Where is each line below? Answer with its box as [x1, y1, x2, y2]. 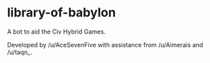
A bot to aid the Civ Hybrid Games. [7, 27, 106, 36]
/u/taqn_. [7, 48, 32, 56]
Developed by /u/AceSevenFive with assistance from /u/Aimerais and [7, 40, 203, 49]
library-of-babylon [7, 5, 116, 21]
